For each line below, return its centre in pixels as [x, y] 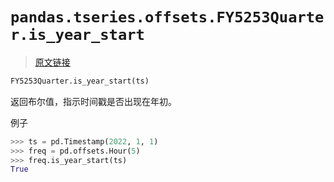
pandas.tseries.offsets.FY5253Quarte [167, 17]
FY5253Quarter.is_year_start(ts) [80, 81]
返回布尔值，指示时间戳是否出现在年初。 [93, 101]
